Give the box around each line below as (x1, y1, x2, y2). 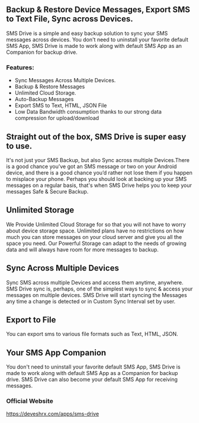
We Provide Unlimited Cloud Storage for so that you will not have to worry (6, 221, 187, 228)
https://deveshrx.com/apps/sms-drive (6, 411, 99, 418)
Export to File (6, 315, 56, 325)
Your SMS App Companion (6, 347, 107, 357)
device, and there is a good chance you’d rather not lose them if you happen (6, 169, 192, 176)
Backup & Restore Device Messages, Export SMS (6, 5, 191, 15)
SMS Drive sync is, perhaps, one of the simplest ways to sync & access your (6, 285, 193, 292)
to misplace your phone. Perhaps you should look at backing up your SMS (6, 175, 187, 182)
